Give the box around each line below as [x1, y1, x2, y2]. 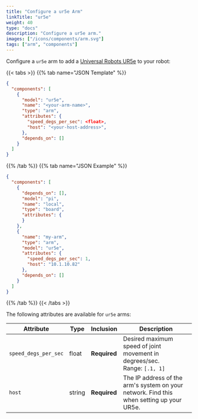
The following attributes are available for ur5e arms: [6, 311, 131, 318]
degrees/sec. [123, 357, 160, 365]
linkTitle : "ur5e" [6, 14, 51, 20]
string [69, 388, 85, 397]
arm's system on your [123, 381, 184, 390]
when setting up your [123, 396, 182, 404]
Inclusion [91, 325, 118, 333]
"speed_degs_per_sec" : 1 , [27, 256, 91, 262]
